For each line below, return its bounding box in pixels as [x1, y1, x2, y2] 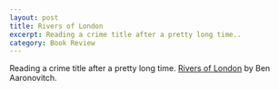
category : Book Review [9, 38, 95, 48]
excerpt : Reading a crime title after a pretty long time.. [9, 30, 243, 39]
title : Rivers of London [9, 22, 104, 31]
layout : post [9, 13, 59, 22]
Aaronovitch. [9, 73, 57, 84]
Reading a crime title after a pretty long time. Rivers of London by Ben [9, 63, 271, 74]
